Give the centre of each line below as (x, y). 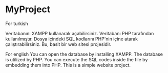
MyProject (28, 9)
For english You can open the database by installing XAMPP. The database (84, 54)
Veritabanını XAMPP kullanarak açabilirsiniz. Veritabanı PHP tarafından (80, 33)
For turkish (17, 23)
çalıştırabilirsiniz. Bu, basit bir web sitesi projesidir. (58, 44)
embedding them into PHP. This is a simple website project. (68, 65)
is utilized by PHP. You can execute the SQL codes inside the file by (77, 59)
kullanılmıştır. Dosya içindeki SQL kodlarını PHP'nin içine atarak (72, 39)
